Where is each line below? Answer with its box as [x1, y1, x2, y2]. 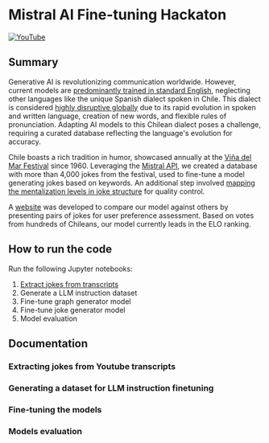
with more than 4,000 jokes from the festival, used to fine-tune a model [8, 169, 246, 178]
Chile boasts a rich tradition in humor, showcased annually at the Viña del [8, 152, 252, 162]
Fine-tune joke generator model [19, 305, 126, 314]
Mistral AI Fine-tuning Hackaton [8, 6, 227, 24]
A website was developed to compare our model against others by [8, 202, 229, 211]
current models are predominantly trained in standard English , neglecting [8, 85, 251, 95]
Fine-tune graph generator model [19, 296, 131, 306]
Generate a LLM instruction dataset [19, 288, 138, 297]
